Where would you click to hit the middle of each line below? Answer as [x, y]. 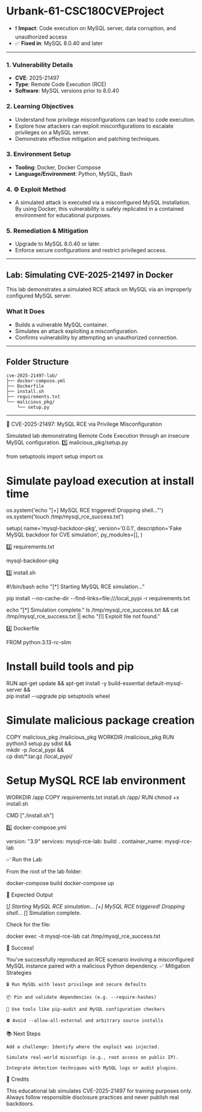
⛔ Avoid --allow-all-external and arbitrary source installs [85, 1021]
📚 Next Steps [23, 1034]
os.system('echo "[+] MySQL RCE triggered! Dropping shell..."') [85, 511]
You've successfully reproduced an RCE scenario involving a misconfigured [100, 960]
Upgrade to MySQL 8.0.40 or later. [58, 244]
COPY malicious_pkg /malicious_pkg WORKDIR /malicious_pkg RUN [90, 737]
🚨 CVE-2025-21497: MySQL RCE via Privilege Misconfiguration [84, 424]
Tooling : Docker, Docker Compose [58, 167]
